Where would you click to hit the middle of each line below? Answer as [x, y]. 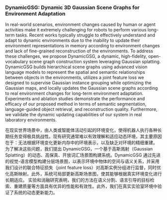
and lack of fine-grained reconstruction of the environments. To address [79, 51]
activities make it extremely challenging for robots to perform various [76, 30]
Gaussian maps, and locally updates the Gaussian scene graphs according [82, 88]
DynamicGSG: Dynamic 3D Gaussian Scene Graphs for [73, 7]
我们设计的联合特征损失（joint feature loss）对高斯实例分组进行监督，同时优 [83, 168]
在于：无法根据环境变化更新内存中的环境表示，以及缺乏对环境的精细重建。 [81, 143]
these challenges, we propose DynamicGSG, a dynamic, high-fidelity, [76, 56]
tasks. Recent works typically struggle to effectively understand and [85, 35]
